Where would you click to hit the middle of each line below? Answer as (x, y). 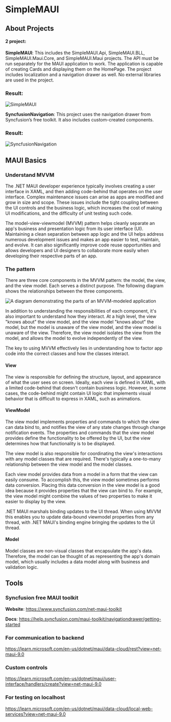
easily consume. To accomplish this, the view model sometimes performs (82, 480)
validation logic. (22, 567)
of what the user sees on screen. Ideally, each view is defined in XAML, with (86, 382)
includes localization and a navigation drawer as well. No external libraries (83, 74)
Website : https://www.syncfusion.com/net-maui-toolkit (64, 609)
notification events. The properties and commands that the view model (80, 432)
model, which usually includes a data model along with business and (77, 562)
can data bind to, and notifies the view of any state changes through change (86, 427)
